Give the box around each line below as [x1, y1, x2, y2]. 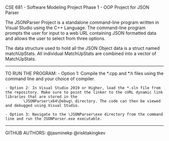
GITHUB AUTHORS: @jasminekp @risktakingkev [5, 130, 106, 135]
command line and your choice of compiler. [5, 76, 96, 82]
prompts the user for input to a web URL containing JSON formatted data [5, 30, 157, 36]
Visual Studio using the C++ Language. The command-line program [5, 25, 146, 31]
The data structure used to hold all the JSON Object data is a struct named [5, 45, 160, 51]
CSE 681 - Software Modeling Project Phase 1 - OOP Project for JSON [5, 5, 149, 10]
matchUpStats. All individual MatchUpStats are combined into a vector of [5, 50, 157, 56]
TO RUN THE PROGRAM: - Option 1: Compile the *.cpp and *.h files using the [5, 70, 164, 76]
